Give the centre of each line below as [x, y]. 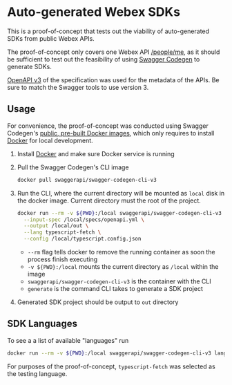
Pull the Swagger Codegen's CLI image [73, 167]
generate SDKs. [29, 66]
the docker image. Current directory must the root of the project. [109, 200]
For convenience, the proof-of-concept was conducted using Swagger [108, 126]
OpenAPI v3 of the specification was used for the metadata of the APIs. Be [113, 79]
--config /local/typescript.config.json [83, 239]
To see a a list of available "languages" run [68, 340]
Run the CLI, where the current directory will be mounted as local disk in [121, 193]
